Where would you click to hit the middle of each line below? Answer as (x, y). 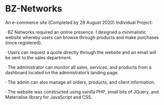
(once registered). (24, 42)
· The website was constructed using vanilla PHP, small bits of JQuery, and (82, 92)
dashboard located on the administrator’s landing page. (62, 72)
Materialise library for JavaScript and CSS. (49, 97)
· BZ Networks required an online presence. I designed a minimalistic (76, 32)
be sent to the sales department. (39, 57)
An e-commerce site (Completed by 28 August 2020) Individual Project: (79, 22)
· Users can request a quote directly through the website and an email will (81, 52)
